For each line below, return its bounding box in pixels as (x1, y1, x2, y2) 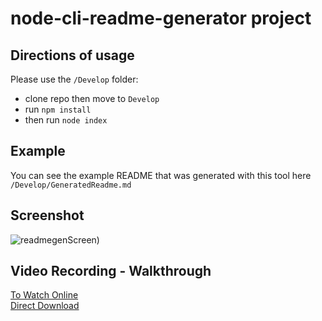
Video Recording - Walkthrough (10, 263, 212, 280)
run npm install (24, 103, 92, 115)
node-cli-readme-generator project (10, 7, 312, 30)
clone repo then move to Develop (24, 93, 160, 104)
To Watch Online (10, 289, 79, 301)
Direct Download (10, 300, 80, 312)
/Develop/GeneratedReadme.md (10, 180, 132, 190)
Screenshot (10, 207, 85, 224)
